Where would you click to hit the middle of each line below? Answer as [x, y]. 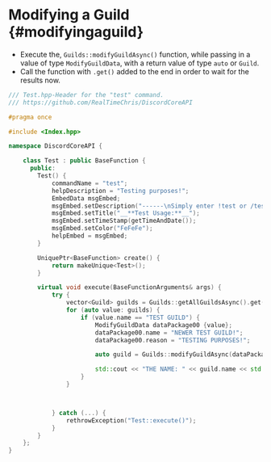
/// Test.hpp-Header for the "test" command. [86, 94]
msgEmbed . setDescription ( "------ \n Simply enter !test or [149, 206]
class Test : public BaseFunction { [85, 161]
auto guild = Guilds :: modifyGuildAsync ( [163, 355]
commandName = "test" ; [90, 183]
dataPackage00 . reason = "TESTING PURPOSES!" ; [173, 340]
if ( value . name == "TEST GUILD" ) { [140, 317]
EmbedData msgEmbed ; [86, 198]
